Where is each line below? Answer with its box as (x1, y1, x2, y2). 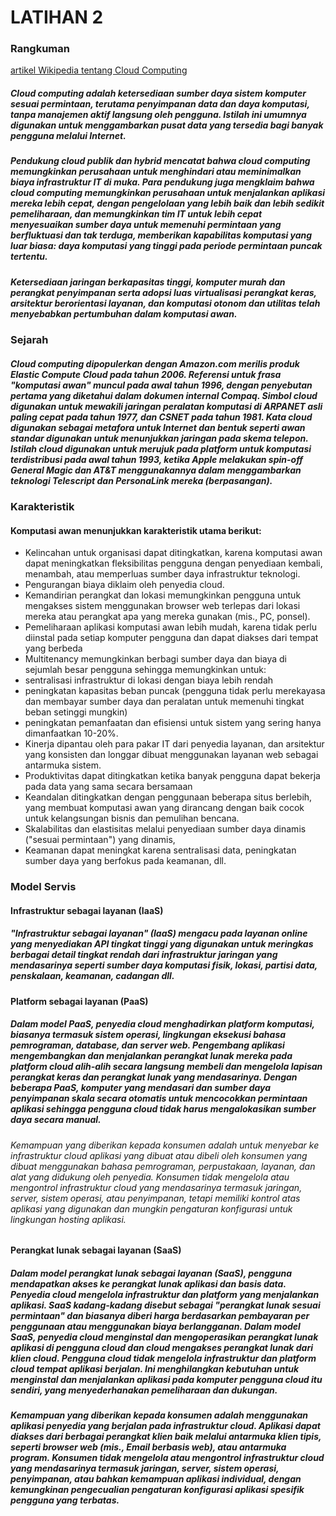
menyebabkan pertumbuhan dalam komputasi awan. (10, 307, 238, 320)
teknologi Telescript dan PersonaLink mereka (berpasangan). (10, 474, 273, 486)
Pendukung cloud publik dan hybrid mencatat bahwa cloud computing (10, 155, 311, 167)
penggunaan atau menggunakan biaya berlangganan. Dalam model (10, 1321, 301, 1333)
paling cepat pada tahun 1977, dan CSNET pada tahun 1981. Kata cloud (10, 411, 313, 423)
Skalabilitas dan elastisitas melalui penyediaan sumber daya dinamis (24, 823, 307, 835)
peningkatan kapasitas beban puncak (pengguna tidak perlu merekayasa (24, 685, 326, 697)
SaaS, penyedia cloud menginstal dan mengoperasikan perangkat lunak (10, 1331, 319, 1343)
